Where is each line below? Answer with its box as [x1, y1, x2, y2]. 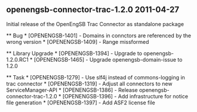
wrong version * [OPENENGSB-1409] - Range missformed [6, 38, 149, 45]
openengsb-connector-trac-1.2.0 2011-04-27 [6, 5, 180, 15]
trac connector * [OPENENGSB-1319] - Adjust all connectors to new [6, 80, 173, 87]
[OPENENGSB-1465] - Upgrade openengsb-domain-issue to [33, 56, 183, 63]
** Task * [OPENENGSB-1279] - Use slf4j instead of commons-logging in [6, 73, 185, 81]
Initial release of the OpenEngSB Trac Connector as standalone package [6, 20, 184, 27]
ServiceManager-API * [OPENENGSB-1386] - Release [6, 86, 138, 94]
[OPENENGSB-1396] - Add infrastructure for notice [62, 92, 189, 100]
